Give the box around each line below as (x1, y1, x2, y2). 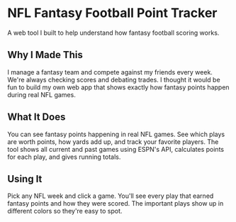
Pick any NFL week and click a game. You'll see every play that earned (7, 192, 214, 200)
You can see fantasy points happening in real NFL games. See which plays (7, 130, 225, 138)
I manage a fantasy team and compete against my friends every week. (7, 67, 213, 76)
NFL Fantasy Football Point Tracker (7, 5, 218, 21)
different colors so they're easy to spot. (7, 207, 123, 216)
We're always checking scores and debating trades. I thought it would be (7, 75, 221, 84)
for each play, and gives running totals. (7, 152, 121, 161)
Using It (7, 172, 43, 185)
